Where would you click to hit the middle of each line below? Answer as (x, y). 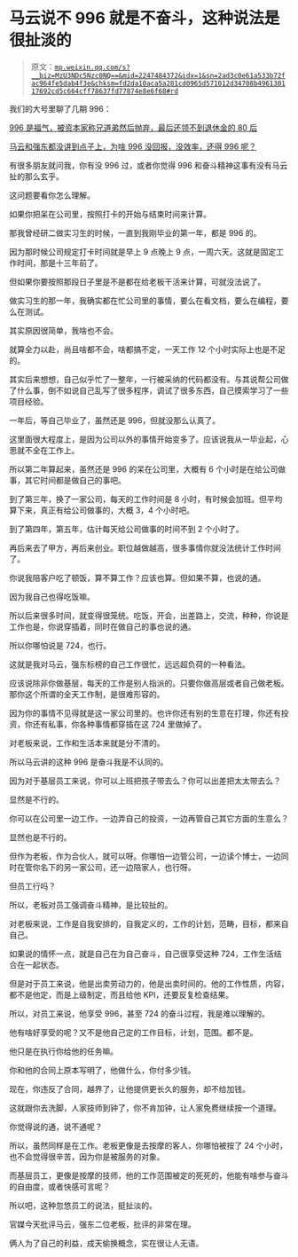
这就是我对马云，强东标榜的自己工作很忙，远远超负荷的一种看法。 (129, 664)
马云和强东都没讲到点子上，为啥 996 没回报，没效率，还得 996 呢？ (133, 146)
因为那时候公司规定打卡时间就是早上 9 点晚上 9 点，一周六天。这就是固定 (143, 251)
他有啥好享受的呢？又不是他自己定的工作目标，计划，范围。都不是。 (133, 1032)
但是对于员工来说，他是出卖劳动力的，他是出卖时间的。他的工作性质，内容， (149, 983)
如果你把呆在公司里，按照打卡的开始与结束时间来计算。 (110, 214)
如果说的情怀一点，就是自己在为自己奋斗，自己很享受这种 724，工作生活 (142, 954)
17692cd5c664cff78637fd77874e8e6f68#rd (105, 91)
